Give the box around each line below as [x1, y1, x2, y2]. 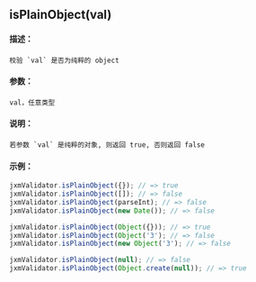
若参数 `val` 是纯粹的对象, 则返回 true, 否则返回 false [9, 141, 205, 150]
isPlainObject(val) [9, 7, 112, 23]
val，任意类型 [9, 98, 56, 107]
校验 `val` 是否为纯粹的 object [9, 56, 119, 65]
